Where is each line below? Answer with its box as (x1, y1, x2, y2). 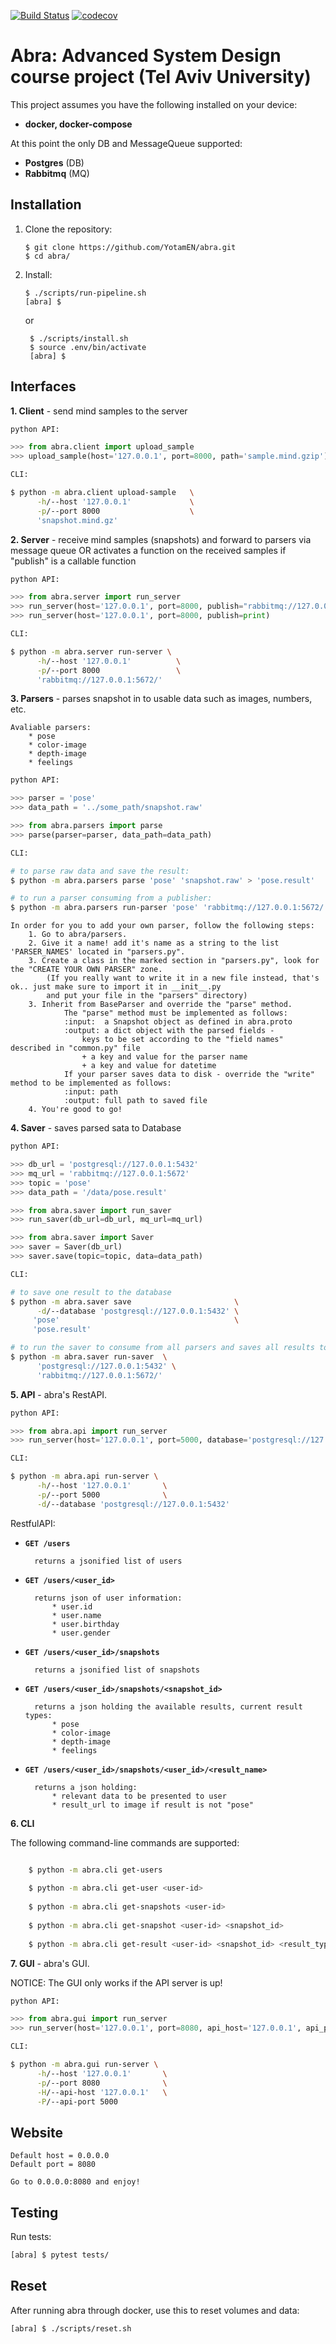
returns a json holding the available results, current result (34, 1701, 303, 1712)
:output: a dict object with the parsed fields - (63, 1026, 275, 1036)
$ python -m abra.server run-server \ (10, 646, 172, 657)
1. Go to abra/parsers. (28, 930, 128, 940)
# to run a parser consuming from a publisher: (10, 893, 213, 904)
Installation (10, 196, 82, 214)
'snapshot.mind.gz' (36, 515, 118, 525)
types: (24, 1710, 53, 1720)
